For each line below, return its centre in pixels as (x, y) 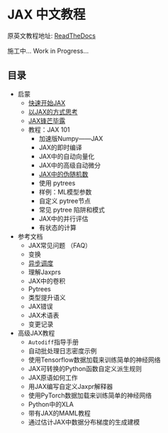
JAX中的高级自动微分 (70, 165)
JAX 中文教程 (47, 15)
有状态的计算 (57, 227)
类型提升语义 (47, 297)
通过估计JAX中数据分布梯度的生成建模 (84, 422)
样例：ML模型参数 (65, 192)
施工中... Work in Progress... (48, 51)
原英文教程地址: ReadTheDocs (51, 36)
